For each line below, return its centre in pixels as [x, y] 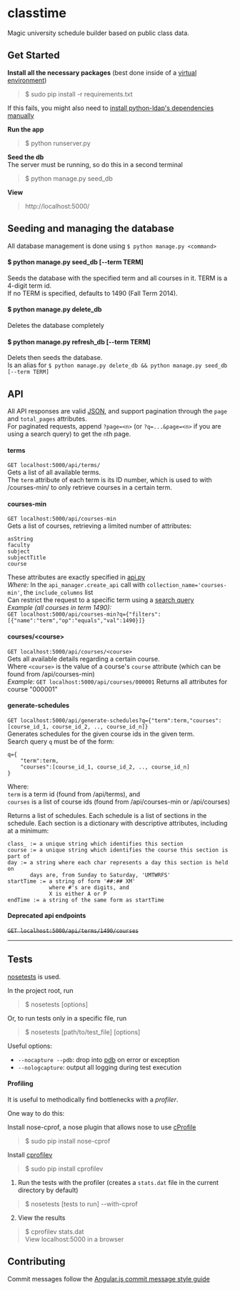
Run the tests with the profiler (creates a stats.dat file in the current [118, 1183]
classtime [37, 13]
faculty [19, 545]
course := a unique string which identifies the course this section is [118, 850]
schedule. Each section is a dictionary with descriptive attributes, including [117, 823]
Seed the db [26, 157]
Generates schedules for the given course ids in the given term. [101, 734]
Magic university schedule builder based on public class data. [98, 33]
